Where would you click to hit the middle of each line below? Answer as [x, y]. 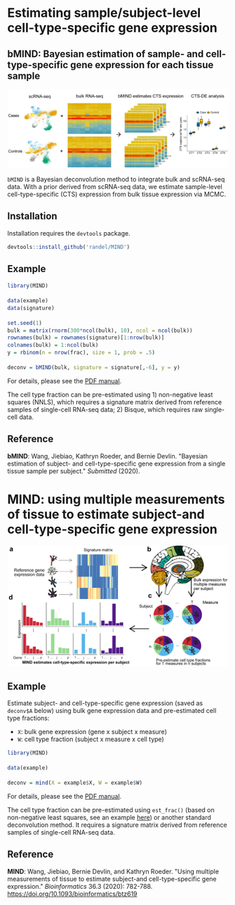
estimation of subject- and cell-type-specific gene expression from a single [116, 463]
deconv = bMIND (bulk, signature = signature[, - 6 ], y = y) [94, 367]
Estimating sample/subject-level [104, 13]
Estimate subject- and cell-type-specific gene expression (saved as [105, 703]
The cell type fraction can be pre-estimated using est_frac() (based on [111, 809]
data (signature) [31, 308]
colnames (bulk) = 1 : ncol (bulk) [53, 345]
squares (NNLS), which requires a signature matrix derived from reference [115, 402]
